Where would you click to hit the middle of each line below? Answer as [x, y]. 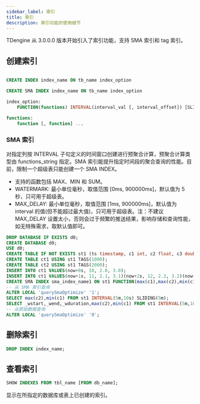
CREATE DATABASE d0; [32, 243]
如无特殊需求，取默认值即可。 [51, 226]
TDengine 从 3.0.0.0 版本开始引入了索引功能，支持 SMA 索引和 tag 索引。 [96, 40]
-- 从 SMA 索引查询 [28, 287]
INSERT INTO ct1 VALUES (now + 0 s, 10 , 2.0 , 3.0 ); [66, 270]
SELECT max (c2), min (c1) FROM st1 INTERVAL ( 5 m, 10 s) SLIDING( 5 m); [87, 298]
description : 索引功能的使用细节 [44, 23]
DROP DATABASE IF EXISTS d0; [42, 237]
